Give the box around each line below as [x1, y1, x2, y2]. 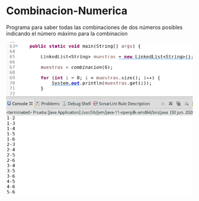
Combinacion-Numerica [6, 4, 128, 18]
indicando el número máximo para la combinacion [6, 30, 129, 37]
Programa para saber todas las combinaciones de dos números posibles [6, 24, 183, 31]
